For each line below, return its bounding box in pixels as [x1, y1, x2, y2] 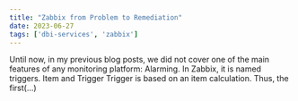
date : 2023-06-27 [9, 21, 74, 30]
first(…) [9, 82, 38, 94]
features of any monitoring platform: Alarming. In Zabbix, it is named [9, 63, 262, 74]
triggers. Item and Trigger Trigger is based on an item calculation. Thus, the [9, 73, 289, 84]
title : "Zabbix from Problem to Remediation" [9, 13, 182, 22]
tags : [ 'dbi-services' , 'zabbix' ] [9, 29, 139, 38]
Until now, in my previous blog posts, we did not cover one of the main [9, 55, 270, 65]
